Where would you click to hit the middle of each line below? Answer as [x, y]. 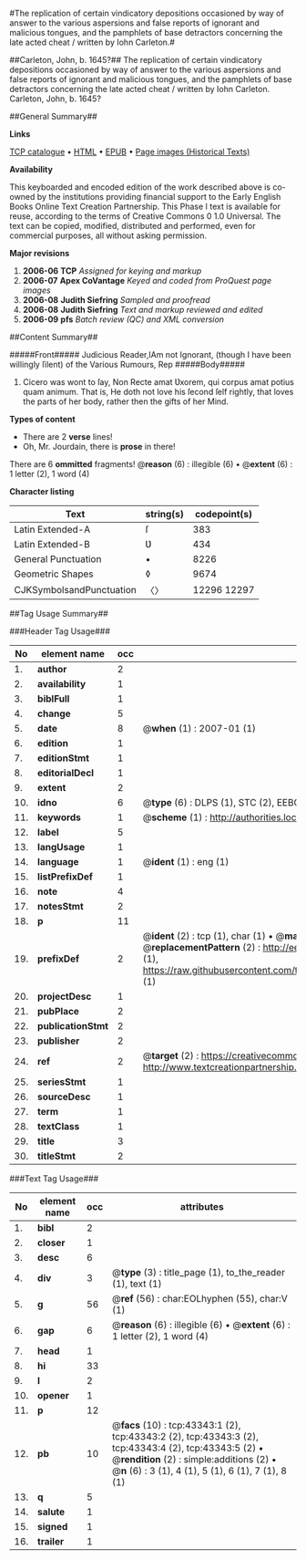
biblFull [54, 699]
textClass [59, 1126]
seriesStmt [62, 1082]
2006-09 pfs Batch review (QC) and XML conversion [123, 319]
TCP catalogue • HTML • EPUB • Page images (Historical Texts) [130, 151]
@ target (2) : [171, 1056]
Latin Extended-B [52, 544]
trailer [51, 1541]
